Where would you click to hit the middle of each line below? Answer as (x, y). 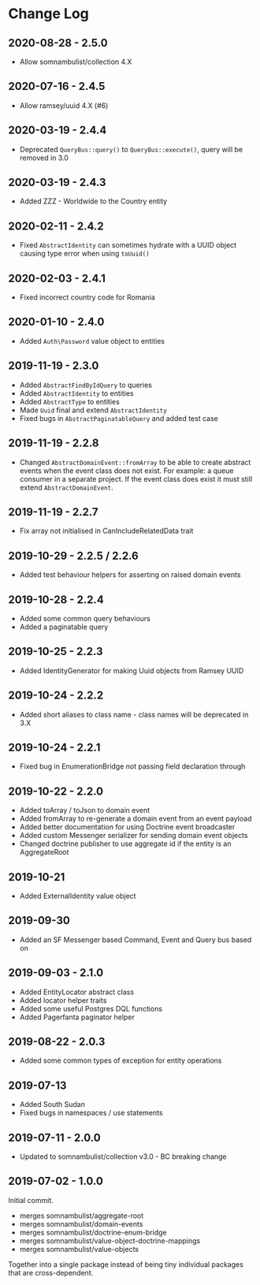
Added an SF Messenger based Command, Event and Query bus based (136, 940)
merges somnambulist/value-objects (79, 1249)
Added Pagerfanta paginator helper (77, 1017)
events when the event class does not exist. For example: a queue (126, 471)
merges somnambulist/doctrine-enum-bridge (93, 1232)
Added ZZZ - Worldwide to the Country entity (93, 201)
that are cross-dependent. (51, 1272)
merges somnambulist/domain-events (81, 1224)
